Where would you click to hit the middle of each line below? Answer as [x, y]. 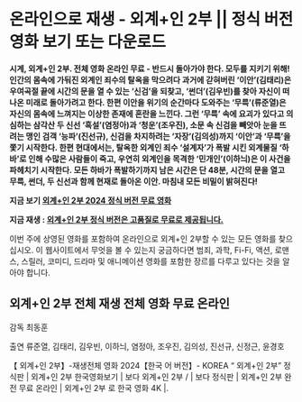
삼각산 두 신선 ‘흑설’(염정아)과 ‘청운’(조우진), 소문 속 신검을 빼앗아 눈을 [155, 124]
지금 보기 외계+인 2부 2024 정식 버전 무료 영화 [91, 200]
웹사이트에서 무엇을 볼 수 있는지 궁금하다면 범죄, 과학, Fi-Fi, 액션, [159, 250]
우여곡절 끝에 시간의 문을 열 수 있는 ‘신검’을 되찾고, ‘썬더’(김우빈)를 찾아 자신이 [145, 91]
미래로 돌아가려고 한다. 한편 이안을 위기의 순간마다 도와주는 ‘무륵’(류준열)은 [156, 102]
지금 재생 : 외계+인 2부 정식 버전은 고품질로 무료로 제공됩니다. [116, 219]
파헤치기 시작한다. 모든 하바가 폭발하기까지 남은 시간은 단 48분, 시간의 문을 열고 [147, 169]
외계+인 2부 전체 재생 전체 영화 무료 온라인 [119, 304]
